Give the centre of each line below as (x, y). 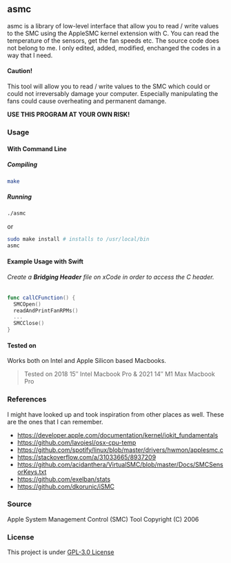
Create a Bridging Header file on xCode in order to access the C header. (111, 277)
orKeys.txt (32, 472)
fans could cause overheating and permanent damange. (87, 101)
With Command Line (37, 148)
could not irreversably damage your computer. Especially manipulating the (113, 94)
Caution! (20, 71)
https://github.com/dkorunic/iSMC (66, 486)
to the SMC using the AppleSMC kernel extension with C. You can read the (113, 33)
